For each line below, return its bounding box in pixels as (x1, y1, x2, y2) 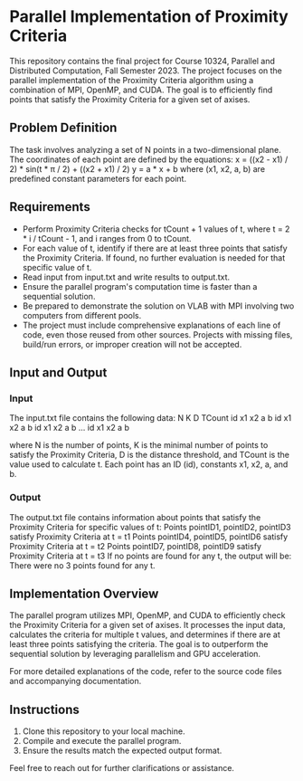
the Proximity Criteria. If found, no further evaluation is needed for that (22, 252, 286, 263)
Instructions (9, 701, 80, 717)
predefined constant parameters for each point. (9, 173, 187, 184)
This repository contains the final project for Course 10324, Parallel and (9, 55, 276, 66)
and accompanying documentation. (9, 676, 142, 687)
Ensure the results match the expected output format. (22, 745, 223, 757)
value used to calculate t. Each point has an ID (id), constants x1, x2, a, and (9, 459, 289, 470)
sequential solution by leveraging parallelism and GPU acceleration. (9, 649, 260, 660)
